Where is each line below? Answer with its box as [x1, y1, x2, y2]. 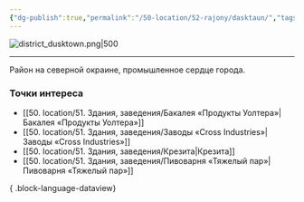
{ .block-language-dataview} [9, 182, 117, 193]
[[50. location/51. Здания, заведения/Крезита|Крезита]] [22, 146, 235, 157]
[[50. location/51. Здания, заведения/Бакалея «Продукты [22, 107, 242, 118]
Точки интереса [9, 87, 84, 100]
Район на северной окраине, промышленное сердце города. [9, 64, 246, 75]
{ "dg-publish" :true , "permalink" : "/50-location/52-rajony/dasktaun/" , [9, 13, 278, 23]
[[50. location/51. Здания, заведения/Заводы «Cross [22, 126, 222, 137]
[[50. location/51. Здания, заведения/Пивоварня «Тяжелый [22, 155, 248, 166]
